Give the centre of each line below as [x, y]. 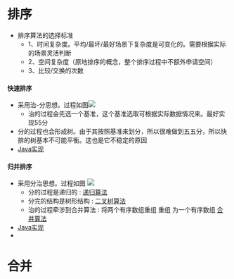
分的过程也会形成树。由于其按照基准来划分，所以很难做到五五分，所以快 [122, 132]
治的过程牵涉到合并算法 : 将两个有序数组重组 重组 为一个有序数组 [122, 210]
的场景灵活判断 [50, 53]
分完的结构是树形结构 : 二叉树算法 [77, 201]
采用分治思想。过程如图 [51, 183]
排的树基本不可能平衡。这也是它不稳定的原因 [82, 140]
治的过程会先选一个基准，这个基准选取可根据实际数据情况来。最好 [123, 114]
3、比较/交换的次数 [56, 70]
